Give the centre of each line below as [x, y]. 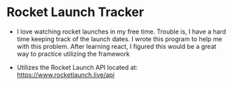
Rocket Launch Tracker [75, 12]
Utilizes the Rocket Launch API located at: [77, 67]
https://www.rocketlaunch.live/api [66, 75]
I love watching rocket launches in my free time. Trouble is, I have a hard [121, 31]
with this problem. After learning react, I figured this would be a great [116, 46]
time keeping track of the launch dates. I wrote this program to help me [119, 38]
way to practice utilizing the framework [73, 54]
